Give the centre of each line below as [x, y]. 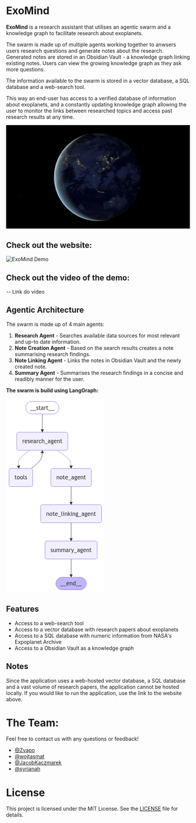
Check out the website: [49, 245]
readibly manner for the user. [49, 379]
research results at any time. [40, 117]
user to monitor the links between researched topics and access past [89, 111]
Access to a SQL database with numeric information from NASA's [93, 635]
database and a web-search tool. [46, 87]
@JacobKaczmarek [38, 763]
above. [14, 699]
